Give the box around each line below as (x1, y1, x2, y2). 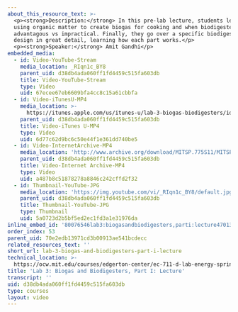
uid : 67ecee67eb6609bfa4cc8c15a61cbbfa (20, 89, 138, 96)
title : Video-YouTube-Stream (20, 76, 106, 84)
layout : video (7, 294, 50, 301)
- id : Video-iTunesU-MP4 (13, 96, 87, 104)
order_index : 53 (7, 228, 55, 235)
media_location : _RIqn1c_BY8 (20, 63, 106, 70)
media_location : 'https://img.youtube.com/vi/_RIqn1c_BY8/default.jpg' (20, 189, 236, 196)
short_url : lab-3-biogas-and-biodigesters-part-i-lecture (7, 247, 182, 255)
